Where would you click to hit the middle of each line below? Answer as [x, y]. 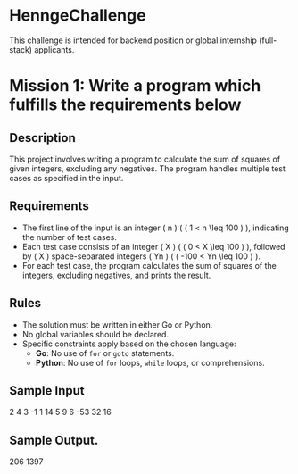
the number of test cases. [70, 237]
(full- [268, 40]
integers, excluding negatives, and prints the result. [116, 275]
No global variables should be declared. [95, 334]
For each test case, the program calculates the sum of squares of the [149, 265]
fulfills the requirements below [125, 105]
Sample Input [47, 391]
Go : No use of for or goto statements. [105, 353]
